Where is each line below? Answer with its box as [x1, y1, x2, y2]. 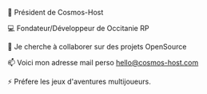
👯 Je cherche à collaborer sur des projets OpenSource [7, 42, 187, 51]
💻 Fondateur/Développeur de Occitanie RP [7, 24, 149, 33]
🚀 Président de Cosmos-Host [7, 8, 104, 17]
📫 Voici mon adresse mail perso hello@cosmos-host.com [7, 58, 199, 67]
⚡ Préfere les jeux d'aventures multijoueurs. [7, 76, 151, 86]
